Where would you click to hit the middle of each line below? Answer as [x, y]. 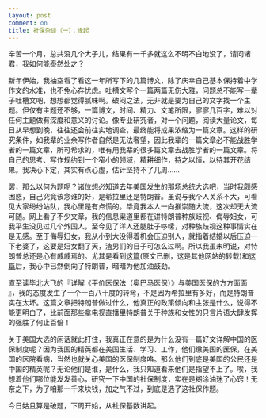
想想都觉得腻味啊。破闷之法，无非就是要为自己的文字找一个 [146, 101]
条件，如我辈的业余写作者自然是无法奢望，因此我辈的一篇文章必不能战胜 [133, 140]
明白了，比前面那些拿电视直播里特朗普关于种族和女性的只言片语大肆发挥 [140, 313]
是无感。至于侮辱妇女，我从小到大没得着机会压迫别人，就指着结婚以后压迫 [129, 236]
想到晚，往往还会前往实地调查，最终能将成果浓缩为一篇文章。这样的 [140, 130]
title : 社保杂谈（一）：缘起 [49, 30]
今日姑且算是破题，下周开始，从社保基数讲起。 [84, 406]
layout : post [30, 15]
